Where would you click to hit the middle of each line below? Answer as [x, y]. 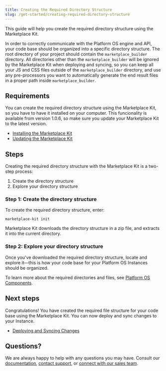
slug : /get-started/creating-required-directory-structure [68, 14]
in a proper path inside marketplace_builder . [50, 80]
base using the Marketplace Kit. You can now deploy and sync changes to [81, 315]
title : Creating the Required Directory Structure [59, 10]
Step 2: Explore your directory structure [54, 246]
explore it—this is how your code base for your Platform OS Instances [77, 262]
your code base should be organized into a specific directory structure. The [83, 49]
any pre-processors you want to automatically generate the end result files [82, 75]
